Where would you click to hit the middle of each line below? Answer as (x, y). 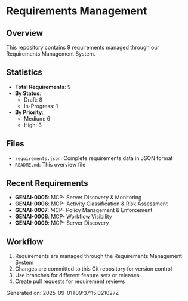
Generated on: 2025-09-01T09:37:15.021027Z (63, 293)
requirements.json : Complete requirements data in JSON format (94, 158)
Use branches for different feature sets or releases (77, 275)
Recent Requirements (47, 183)
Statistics (24, 73)
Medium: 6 (37, 118)
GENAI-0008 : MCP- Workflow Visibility (63, 217)
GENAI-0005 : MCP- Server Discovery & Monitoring (78, 198)
